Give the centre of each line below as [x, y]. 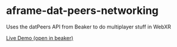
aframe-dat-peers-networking [82, 11]
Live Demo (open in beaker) [40, 38]
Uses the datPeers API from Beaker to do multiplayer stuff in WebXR [89, 27]
